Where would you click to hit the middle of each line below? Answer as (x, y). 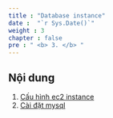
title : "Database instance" (57, 16)
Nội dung (32, 78)
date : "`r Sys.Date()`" (51, 23)
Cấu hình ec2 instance (57, 96)
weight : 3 (26, 30)
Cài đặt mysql (42, 105)
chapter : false (35, 38)
